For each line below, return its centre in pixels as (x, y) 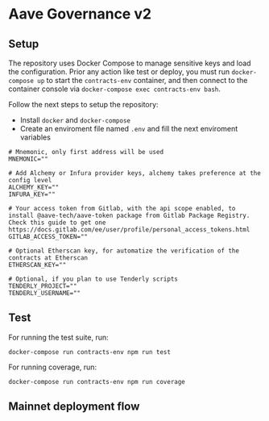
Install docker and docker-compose (75, 120)
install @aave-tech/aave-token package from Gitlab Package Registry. (129, 215)
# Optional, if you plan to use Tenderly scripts (93, 279)
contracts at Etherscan (48, 258)
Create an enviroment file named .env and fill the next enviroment (129, 129)
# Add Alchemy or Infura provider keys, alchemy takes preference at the (135, 173)
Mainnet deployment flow (74, 407)
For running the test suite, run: (58, 337)
